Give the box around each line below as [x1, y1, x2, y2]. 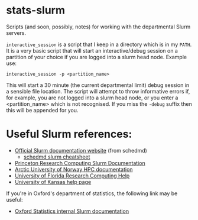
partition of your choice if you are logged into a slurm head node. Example [6, 53, 187, 60]
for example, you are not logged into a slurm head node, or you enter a [6, 94, 178, 101]
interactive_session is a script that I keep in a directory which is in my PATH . [6, 41, 192, 48]
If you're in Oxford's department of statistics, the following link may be [6, 190, 178, 197]
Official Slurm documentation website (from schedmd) [14, 147, 148, 154]
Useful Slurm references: [6, 128, 132, 141]
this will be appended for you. [6, 106, 79, 114]
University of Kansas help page [14, 178, 92, 185]
